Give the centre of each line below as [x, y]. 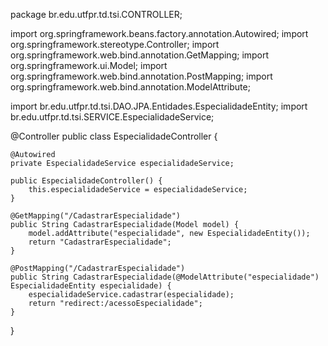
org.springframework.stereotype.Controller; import [115, 44]
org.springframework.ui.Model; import [89, 65]
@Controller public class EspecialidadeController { [114, 136]
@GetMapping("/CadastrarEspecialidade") [96, 216]
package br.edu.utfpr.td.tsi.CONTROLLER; [96, 14]
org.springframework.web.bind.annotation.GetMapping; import [140, 55]
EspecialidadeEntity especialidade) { [91, 286]
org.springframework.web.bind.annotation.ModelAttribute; [130, 87]
